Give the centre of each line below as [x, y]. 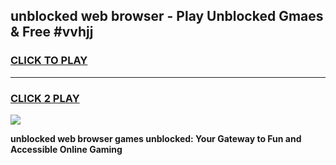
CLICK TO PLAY [49, 61]
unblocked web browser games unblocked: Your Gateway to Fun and [156, 138]
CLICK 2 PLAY [45, 98]
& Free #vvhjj [52, 32]
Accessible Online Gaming [66, 149]
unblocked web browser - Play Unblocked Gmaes [167, 16]
